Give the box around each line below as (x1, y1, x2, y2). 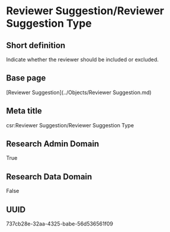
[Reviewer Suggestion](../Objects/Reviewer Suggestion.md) (6, 89, 152, 96)
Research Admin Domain (6, 139, 100, 149)
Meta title (6, 106, 43, 116)
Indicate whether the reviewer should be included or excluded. (6, 56, 159, 63)
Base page (6, 73, 46, 83)
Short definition (6, 40, 66, 50)
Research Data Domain (6, 172, 92, 182)
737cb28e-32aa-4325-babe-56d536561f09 (6, 220, 114, 227)
